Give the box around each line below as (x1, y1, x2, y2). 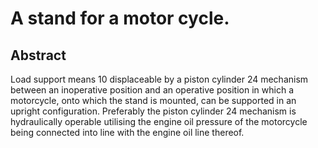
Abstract (10, 47, 67, 64)
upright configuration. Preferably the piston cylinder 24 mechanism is (10, 105, 297, 117)
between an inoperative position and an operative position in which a (10, 84, 294, 96)
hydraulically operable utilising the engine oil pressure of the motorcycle (10, 116, 308, 127)
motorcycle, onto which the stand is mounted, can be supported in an (10, 95, 297, 106)
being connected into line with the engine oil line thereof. (10, 127, 245, 138)
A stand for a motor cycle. (10, 7, 230, 30)
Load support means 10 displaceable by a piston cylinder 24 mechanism (10, 73, 309, 85)
